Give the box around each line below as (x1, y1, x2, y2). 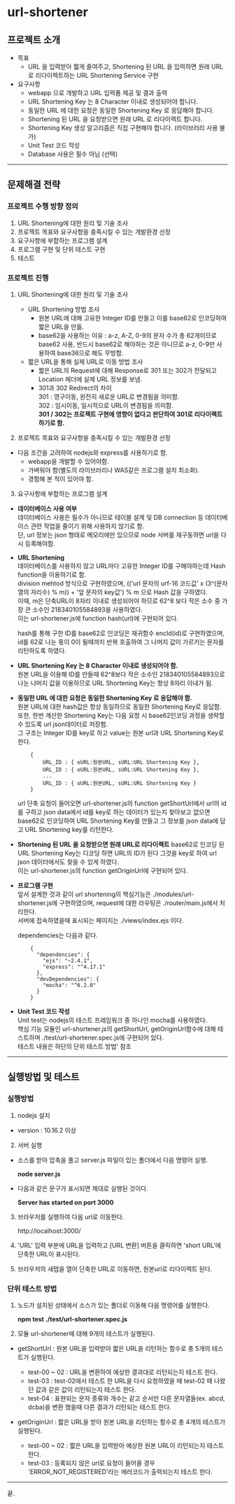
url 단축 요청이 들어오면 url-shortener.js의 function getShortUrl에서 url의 (17, 799, 220, 807)
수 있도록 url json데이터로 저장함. (17, 720, 108, 728)
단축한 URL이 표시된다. (17, 1249, 80, 1258)
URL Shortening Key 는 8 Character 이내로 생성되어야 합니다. (27, 97, 198, 106)
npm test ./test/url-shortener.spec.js (17, 1314, 128, 1323)
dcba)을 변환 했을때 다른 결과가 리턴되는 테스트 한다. (27, 1403, 172, 1411)
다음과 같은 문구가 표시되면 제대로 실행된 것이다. (17, 1184, 148, 1193)
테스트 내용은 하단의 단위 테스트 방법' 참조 (17, 1042, 131, 1050)
